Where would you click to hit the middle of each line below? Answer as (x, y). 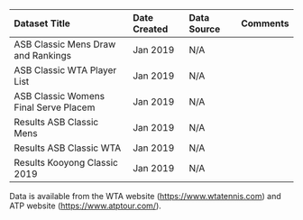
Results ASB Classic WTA (68, 148)
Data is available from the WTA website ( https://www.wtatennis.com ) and (145, 196)
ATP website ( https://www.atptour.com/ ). (86, 206)
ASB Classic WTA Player (65, 70)
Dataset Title (42, 23)
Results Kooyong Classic (66, 163)
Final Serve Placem (55, 107)
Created (150, 29)
